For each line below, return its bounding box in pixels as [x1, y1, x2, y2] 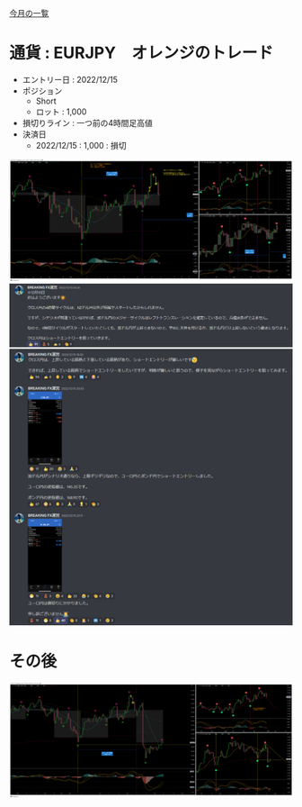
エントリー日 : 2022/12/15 [22, 74, 119, 85]
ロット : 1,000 [35, 106, 87, 117]
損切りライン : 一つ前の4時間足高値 [22, 117, 153, 128]
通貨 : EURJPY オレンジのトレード [9, 43, 274, 63]
